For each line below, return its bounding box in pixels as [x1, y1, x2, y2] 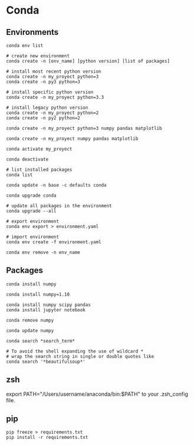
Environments [6, 27, 59, 37]
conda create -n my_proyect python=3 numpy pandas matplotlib [6, 125, 162, 131]
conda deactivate [6, 157, 49, 162]
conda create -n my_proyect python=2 [6, 110, 99, 116]
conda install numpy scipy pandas [6, 302, 91, 308]
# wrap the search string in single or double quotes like [6, 353, 154, 359]
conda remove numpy [6, 317, 54, 323]
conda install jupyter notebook [6, 307, 86, 313]
